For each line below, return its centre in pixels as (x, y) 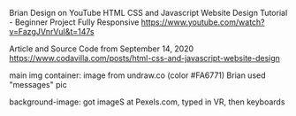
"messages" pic (38, 85)
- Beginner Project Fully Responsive (74, 22)
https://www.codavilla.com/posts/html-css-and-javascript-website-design (145, 58)
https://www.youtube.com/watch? (203, 22)
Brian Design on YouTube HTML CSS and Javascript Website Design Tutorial (148, 13)
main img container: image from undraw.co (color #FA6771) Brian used (138, 75)
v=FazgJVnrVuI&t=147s (52, 31)
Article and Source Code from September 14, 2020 (102, 49)
